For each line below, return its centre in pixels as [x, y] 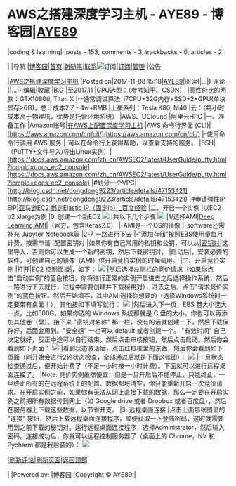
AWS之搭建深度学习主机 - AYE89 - [108, 14]
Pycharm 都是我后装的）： [44, 445]
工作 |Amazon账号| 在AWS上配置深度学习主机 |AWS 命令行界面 [103, 125]
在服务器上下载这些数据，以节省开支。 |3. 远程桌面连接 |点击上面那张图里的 [116, 409]
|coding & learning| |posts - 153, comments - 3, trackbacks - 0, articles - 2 [115, 52]
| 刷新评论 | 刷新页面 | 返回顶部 [47, 459]
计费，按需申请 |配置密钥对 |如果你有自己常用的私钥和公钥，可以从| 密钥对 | [115, 242]
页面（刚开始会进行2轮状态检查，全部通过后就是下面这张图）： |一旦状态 [116, 357]
